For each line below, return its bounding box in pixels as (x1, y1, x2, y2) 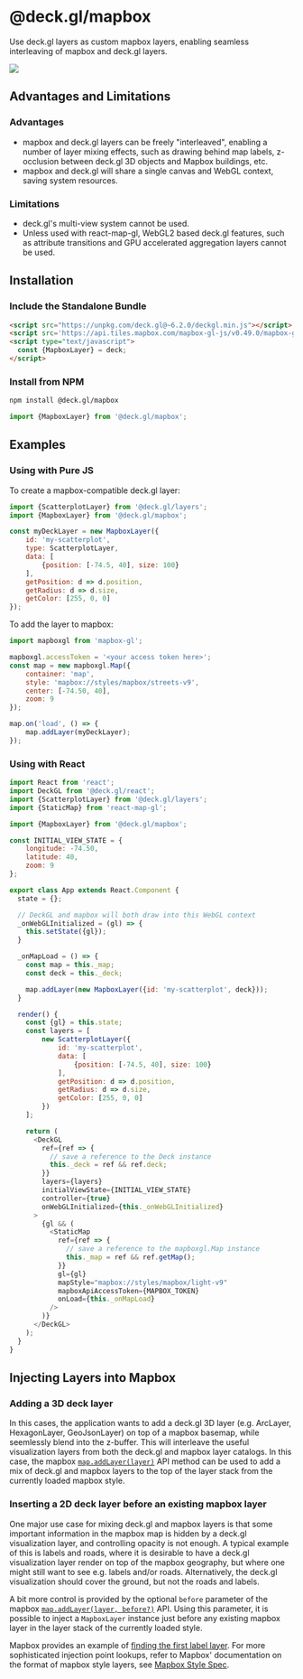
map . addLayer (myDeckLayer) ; (25, 728, 131, 737)
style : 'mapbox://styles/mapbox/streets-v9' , (25, 677, 200, 687)
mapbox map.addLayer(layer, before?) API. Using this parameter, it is (9, 1603, 269, 1614)
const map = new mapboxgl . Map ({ (9, 661, 131, 670)
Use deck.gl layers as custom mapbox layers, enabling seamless (9, 36, 250, 47)
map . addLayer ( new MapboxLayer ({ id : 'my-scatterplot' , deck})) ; (25, 984, 269, 994)
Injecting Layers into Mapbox (9, 1370, 176, 1385)
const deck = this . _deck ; (25, 968, 124, 977)
